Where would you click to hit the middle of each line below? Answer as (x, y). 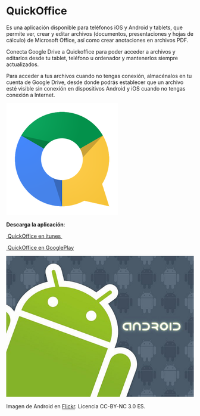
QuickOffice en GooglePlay (41, 247)
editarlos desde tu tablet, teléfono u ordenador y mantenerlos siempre (92, 58)
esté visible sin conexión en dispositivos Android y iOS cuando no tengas (96, 88)
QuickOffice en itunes (34, 236)
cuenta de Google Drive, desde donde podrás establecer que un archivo (95, 82)
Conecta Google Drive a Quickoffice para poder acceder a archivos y (91, 51)
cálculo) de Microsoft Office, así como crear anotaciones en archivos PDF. (97, 40)
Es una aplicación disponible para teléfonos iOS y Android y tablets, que (95, 27)
